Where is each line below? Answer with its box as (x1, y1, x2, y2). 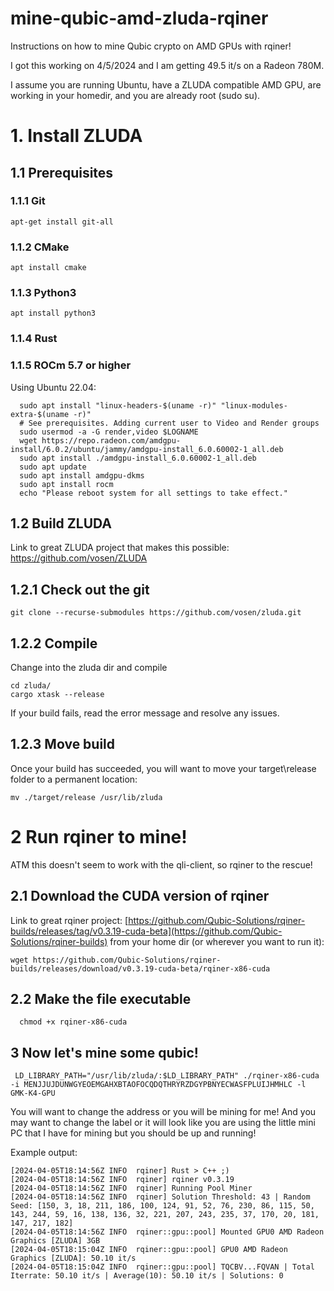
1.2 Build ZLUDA (10, 515, 112, 532)
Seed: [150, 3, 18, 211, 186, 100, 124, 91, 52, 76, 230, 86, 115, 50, (10, 1201, 315, 1211)
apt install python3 (10, 308, 97, 319)
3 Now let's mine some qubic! (10, 1044, 199, 1061)
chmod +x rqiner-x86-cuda (19, 1017, 128, 1027)
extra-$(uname (10, 409, 70, 419)
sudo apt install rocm (19, 479, 114, 489)
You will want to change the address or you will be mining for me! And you (10, 1106, 317, 1118)
